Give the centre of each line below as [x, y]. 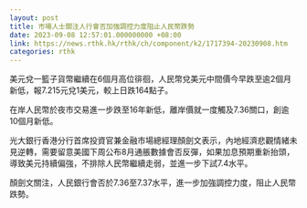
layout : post [34, 18]
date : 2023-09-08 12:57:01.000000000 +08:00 [95, 35]
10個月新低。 [34, 121]
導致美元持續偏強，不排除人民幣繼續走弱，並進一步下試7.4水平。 [131, 163]
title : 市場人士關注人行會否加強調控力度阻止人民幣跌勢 [102, 26]
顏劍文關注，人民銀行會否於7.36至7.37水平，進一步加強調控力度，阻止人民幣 [153, 182]
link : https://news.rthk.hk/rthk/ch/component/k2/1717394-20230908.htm [148, 43]
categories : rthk [42, 52]
